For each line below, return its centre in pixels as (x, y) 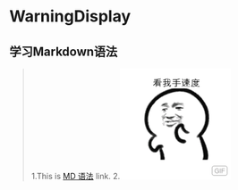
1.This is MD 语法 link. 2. (76, 176)
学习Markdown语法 (64, 51)
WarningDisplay (70, 17)
